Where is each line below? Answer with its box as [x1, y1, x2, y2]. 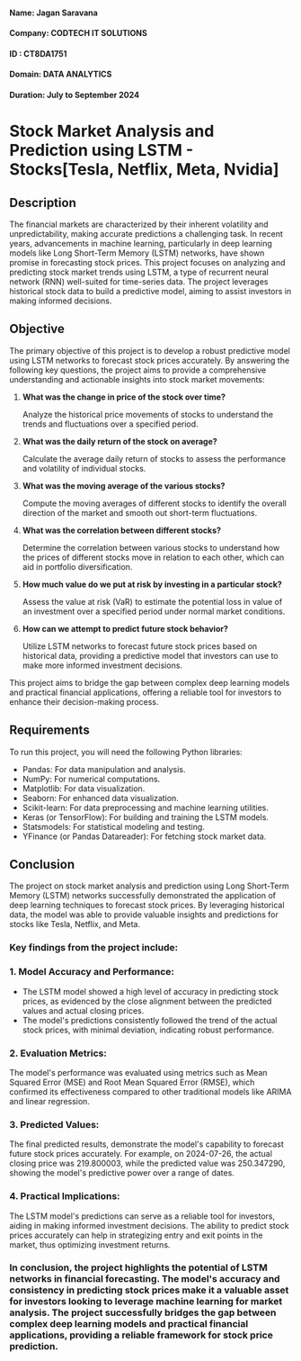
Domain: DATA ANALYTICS [9, 68, 112, 80]
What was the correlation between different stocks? [22, 525, 222, 536]
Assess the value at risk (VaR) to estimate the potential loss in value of [22, 596, 283, 607]
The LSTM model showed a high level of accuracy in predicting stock [22, 986, 279, 996]
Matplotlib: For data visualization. [22, 783, 146, 794]
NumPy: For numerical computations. [22, 773, 161, 784]
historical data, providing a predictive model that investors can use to [22, 650, 279, 661]
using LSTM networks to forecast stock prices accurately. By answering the [9, 355, 290, 365]
